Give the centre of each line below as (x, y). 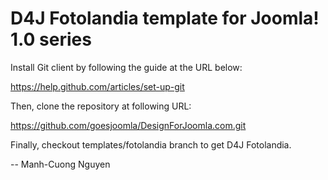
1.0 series (51, 39)
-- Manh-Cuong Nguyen (60, 164)
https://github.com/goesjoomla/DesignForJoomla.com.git (128, 125)
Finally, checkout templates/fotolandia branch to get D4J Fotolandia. (151, 144)
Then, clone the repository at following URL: (101, 106)
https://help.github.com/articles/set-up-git (97, 86)
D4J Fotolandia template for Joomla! (165, 18)
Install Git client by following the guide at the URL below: (126, 67)
